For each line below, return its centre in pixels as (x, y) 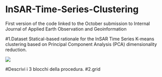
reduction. (16, 49)
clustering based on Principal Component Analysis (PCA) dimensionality (81, 44)
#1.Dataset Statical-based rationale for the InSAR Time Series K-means (80, 39)
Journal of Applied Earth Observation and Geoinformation (66, 29)
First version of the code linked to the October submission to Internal (78, 23)
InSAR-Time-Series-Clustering (72, 9)
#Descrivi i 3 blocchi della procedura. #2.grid (53, 69)
